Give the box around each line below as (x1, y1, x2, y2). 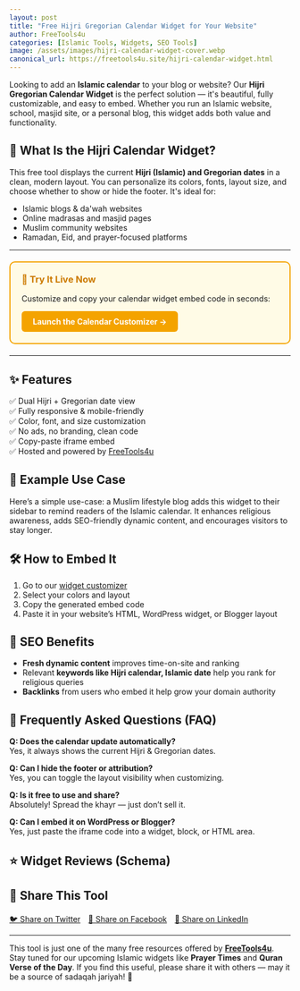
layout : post (9, 13, 58, 22)
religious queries (21, 677, 85, 688)
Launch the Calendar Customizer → (32, 317, 168, 327)
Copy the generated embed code (21, 598, 145, 609)
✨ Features (9, 372, 72, 387)
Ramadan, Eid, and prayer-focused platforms (21, 232, 187, 242)
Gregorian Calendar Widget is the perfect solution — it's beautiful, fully (9, 89, 274, 99)
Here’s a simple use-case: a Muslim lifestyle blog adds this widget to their (9, 496, 280, 506)
